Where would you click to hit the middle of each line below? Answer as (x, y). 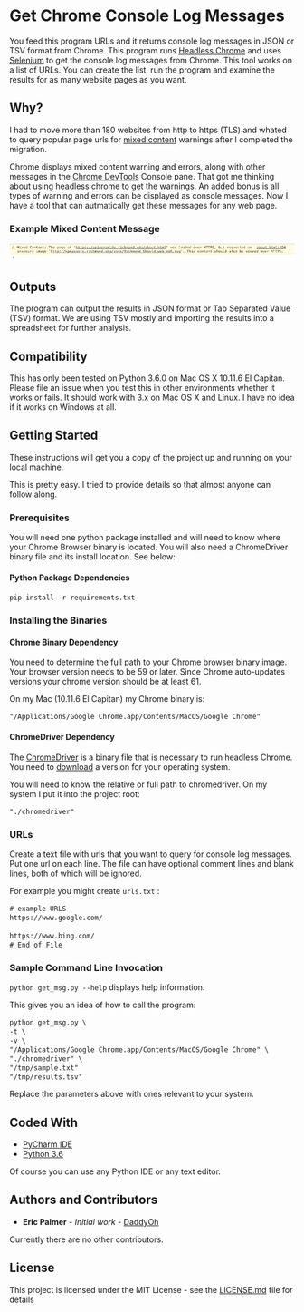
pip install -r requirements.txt (72, 598)
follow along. (33, 494)
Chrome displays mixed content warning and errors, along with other (138, 166)
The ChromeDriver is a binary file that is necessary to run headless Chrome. (151, 757)
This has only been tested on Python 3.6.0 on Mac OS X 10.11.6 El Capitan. (147, 378)
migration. (28, 149)
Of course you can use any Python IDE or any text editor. (115, 1171)
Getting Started (54, 436)
